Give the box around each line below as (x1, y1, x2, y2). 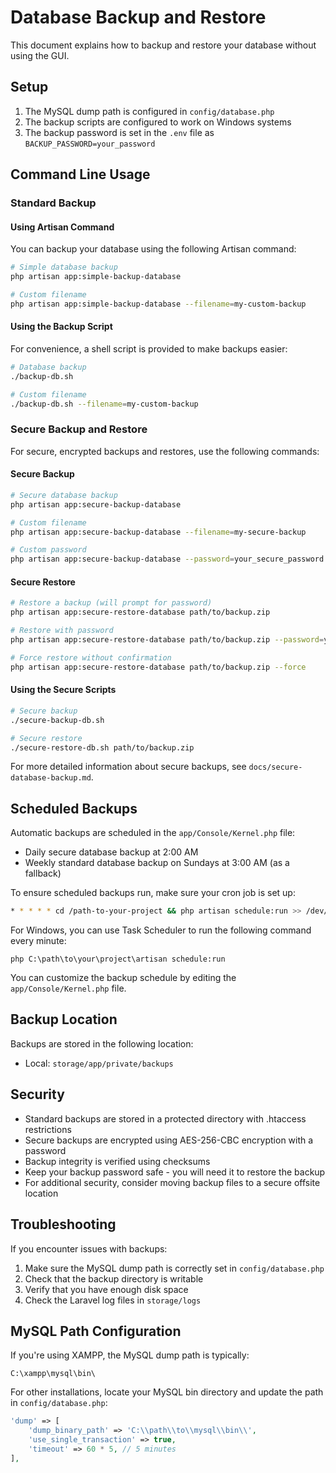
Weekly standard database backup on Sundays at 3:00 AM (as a (24, 857, 290, 869)
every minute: (10, 935, 67, 947)
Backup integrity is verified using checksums (24, 1155, 211, 1167)
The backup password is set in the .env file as (24, 126, 215, 138)
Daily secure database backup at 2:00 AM (24, 846, 199, 858)
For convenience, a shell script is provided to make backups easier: (10, 342, 288, 355)
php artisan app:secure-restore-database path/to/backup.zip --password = (10, 635, 325, 645)
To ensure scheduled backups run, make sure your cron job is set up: (10, 887, 296, 899)
